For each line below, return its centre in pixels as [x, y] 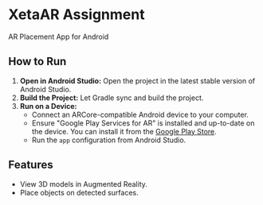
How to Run [37, 62]
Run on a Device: [48, 106]
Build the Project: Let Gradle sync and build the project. [112, 98]
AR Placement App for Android [59, 37]
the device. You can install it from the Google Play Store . [124, 131]
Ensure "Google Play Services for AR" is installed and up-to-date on [143, 123]
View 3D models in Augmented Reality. [83, 184]
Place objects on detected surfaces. [79, 192]
